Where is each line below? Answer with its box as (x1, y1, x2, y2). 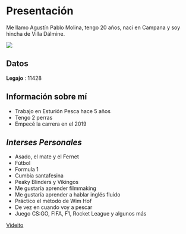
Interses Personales (6, 137, 82, 147)
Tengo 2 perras (14, 114, 53, 121)
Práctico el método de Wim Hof (14, 198, 92, 205)
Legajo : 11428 (6, 74, 42, 82)
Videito (6, 221, 24, 229)
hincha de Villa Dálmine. (6, 30, 65, 37)
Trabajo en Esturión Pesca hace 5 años (14, 107, 111, 114)
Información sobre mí (6, 92, 87, 102)
